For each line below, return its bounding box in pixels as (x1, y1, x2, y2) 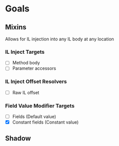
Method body (12, 60, 40, 66)
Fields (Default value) (12, 114, 56, 120)
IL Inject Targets (5, 48, 45, 55)
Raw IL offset (12, 89, 40, 95)
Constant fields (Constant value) (12, 119, 79, 125)
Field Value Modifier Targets (5, 102, 75, 109)
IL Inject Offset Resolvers (5, 78, 67, 85)
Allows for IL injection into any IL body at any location (5, 36, 114, 42)
